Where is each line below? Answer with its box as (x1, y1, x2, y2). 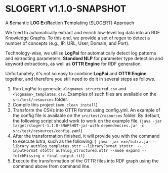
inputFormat (12, 148, 38, 153)
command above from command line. (12, 163, 91, 169)
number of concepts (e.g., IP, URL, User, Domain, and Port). (5, 40, 130, 46)
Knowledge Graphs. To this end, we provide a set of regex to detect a (5, 35, 150, 41)
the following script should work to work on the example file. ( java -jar (12, 118, 162, 124)
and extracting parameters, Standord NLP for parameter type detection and (5, 55, 163, 61)
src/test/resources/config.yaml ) (12, 127, 82, 134)
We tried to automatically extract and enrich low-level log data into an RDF (5, 29, 160, 35)
